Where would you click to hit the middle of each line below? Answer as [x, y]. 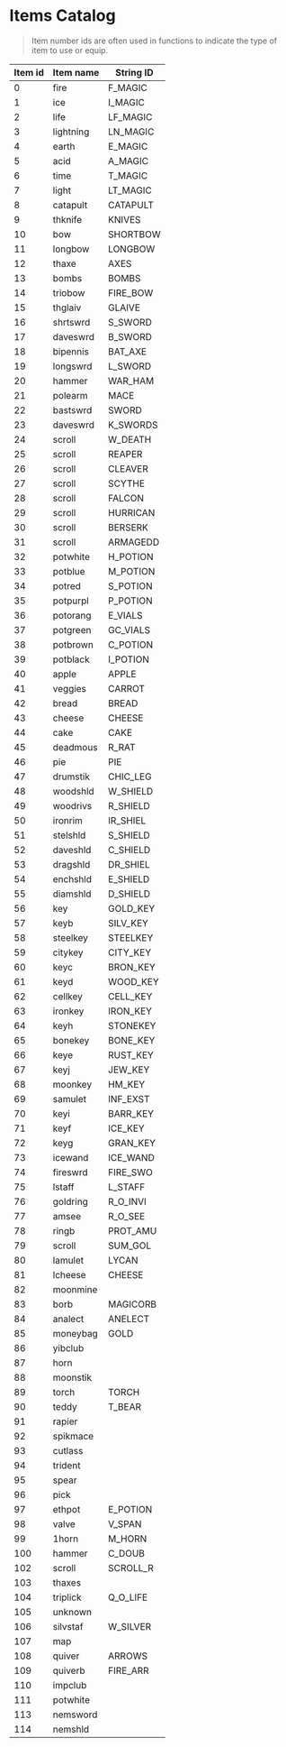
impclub [70, 1685]
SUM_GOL [130, 1246]
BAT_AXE [127, 351]
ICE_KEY [126, 1128]
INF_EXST [129, 1099]
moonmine [75, 1289]
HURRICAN [131, 512]
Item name [76, 72]
